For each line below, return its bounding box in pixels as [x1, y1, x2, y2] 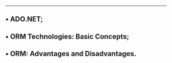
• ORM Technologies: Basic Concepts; [5, 32, 130, 41]
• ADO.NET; [5, 15, 44, 23]
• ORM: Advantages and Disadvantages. [5, 49, 137, 58]
